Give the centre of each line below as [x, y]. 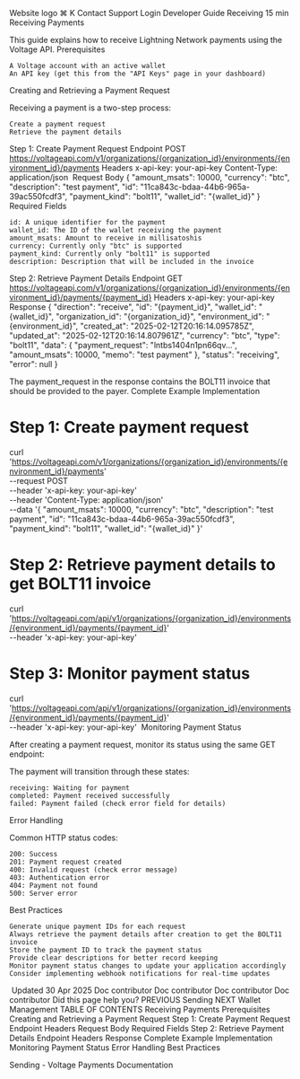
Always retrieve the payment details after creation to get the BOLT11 [146, 934]
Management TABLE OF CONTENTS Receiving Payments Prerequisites [140, 1009]
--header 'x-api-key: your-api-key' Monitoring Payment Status [125, 727]
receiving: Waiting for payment [69, 788]
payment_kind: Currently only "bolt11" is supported [110, 254]
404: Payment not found [54, 885]
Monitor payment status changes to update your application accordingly [148, 965]
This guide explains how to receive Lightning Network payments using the [146, 40]
